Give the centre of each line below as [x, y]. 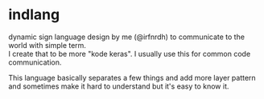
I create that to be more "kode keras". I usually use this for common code [130, 53]
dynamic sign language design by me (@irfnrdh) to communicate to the [127, 37]
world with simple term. [47, 45]
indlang [34, 15]
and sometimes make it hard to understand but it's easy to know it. [119, 86]
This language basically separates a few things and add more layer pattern [132, 77]
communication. [35, 62]
